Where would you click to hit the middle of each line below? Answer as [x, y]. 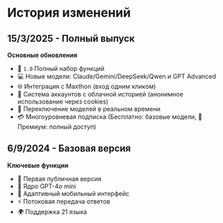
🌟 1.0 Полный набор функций [61, 68]
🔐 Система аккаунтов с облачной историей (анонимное [100, 94]
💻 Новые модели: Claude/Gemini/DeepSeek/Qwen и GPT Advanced [117, 76]
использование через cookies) [63, 101]
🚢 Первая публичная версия [59, 179]
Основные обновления [42, 55]
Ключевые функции [38, 165]
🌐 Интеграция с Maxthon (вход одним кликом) [86, 86]
